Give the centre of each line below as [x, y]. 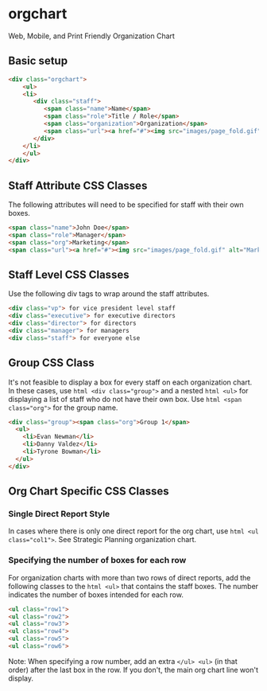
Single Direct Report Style [59, 514]
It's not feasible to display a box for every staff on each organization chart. [130, 382]
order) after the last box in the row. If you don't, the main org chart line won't [133, 670]
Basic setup [38, 61]
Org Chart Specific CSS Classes [89, 492]
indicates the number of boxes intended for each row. [96, 595]
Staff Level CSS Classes [69, 274]
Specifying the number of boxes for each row [97, 560]
